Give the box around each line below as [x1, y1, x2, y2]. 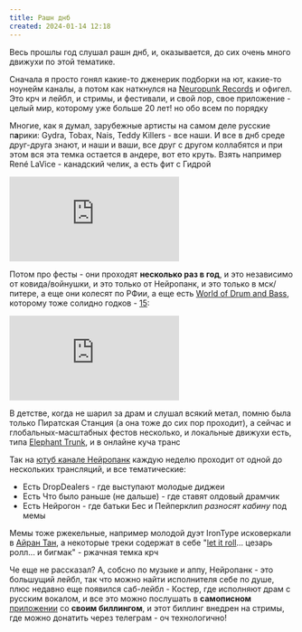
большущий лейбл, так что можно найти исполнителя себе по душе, [9, 573, 275, 584]
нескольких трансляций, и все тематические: [9, 463, 187, 475]
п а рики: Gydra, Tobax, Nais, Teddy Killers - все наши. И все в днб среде [9, 129, 286, 140]
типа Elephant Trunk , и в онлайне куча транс [9, 436, 181, 448]
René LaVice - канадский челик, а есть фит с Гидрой [9, 158, 212, 169]
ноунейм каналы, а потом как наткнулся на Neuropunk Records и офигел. [9, 83, 292, 94]
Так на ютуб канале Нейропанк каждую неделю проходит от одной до [9, 454, 283, 465]
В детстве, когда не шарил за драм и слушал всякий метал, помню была [9, 408, 292, 419]
